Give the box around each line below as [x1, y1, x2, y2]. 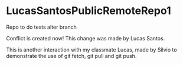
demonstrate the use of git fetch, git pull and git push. [6, 52, 137, 59]
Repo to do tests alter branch [6, 23, 77, 30]
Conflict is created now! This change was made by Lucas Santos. [6, 35, 165, 42]
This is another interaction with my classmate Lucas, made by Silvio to [6, 46, 177, 53]
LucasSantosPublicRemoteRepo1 [6, 4, 171, 18]
